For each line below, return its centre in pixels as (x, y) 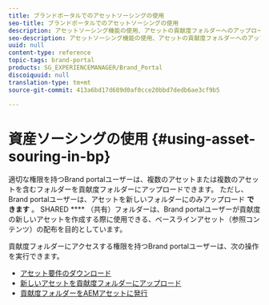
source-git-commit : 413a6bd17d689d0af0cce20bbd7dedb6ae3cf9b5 (114, 90)
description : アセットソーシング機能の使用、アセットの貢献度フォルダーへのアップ (130, 30)
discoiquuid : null (39, 75)
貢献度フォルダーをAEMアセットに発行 (84, 293)
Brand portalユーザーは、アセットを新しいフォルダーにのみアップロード (127, 200)
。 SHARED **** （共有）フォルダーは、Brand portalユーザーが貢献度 (146, 209)
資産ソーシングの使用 (78, 139)
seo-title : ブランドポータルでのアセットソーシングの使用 (93, 23)
